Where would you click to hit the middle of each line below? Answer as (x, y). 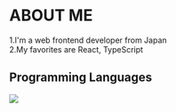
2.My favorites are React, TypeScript (76, 49)
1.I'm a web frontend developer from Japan (88, 40)
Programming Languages (81, 78)
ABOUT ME (51, 16)
